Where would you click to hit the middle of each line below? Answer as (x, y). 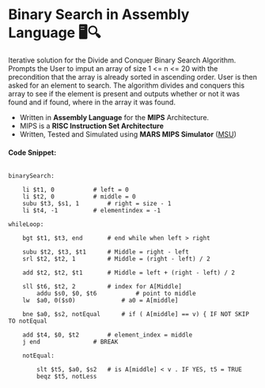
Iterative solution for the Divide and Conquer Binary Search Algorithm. (122, 60)
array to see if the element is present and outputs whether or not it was (124, 93)
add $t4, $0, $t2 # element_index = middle (108, 335)
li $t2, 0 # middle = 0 (79, 197)
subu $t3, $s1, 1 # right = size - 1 (97, 204)
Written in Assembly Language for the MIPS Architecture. (114, 117)
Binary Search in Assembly (99, 15)
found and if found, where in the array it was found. (92, 102)
